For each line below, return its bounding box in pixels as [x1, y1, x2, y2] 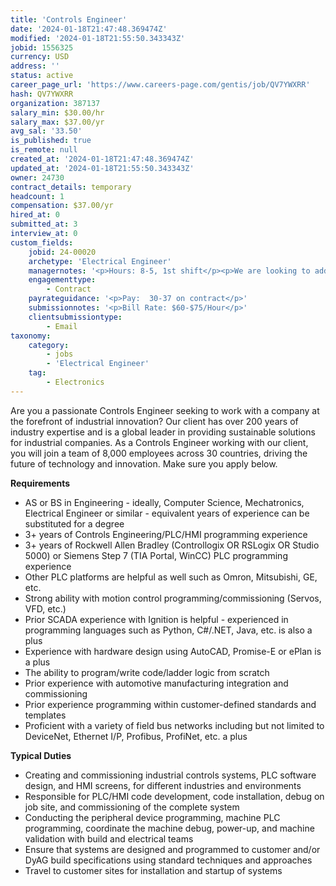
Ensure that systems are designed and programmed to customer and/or [24, 843, 321, 855]
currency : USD [10, 52, 70, 62]
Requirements [10, 477, 71, 489]
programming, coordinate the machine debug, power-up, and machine [24, 822, 315, 834]
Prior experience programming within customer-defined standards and [24, 698, 317, 710]
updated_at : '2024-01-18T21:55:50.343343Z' [10, 163, 195, 173]
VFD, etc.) [24, 602, 67, 615]
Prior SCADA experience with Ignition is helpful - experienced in [24, 613, 289, 625]
